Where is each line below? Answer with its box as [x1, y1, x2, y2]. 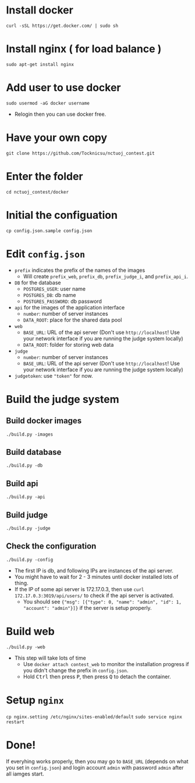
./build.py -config [6, 557, 54, 563]
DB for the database [14, 279, 61, 286]
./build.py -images [6, 431, 54, 437]
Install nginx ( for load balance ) [6, 42, 162, 56]
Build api [6, 478, 38, 488]
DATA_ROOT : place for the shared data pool [23, 316, 122, 323]
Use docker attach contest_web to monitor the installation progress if [23, 660, 189, 667]
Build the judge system [6, 392, 119, 406]
